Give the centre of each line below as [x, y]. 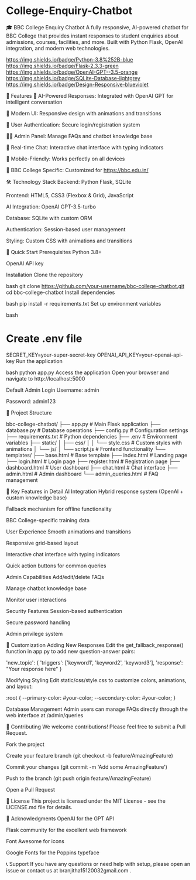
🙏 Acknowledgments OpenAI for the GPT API [60, 819]
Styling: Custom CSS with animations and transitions [69, 241]
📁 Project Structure [29, 412]
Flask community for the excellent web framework [66, 830]
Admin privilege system [35, 634]
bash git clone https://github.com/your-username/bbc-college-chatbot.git [95, 286]
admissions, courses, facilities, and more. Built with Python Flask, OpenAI [94, 42]
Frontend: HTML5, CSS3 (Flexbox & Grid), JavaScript [70, 195]
